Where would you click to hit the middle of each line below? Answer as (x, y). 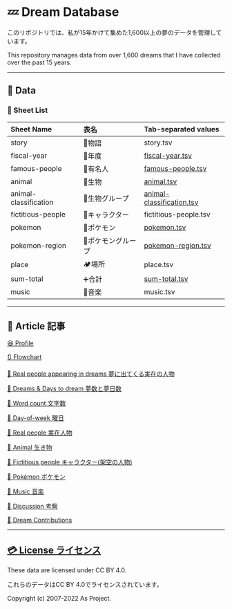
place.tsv (159, 265)
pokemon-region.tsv (178, 245)
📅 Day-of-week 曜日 (36, 418)
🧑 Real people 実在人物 (40, 433)
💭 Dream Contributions (40, 520)
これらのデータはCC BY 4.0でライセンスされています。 (85, 585)
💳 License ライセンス (54, 550)
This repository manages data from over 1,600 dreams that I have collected (114, 55)
